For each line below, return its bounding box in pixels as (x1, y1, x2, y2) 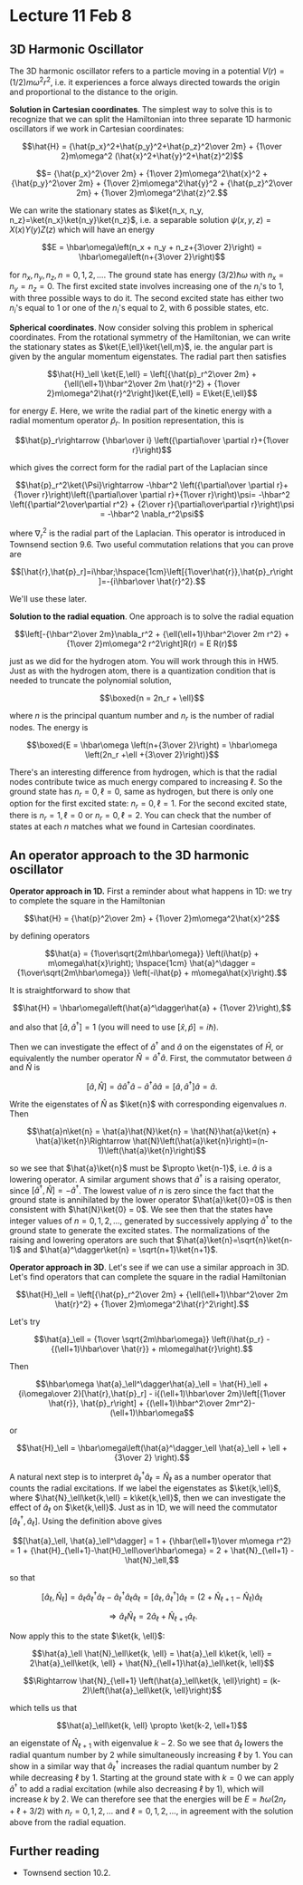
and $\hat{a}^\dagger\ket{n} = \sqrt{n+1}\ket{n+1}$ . (23, 1243, 219, 1255)
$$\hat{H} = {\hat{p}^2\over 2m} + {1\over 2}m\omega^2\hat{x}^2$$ (24, 913, 280, 924)
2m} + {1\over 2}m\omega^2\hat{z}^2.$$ (76, 187, 228, 198)
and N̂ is (9, 1062, 41, 1073)
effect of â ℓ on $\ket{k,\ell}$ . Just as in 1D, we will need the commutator (9, 1502, 278, 1515)
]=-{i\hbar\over (98, 576, 156, 587)
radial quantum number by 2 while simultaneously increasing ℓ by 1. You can (9, 1749, 294, 1760)
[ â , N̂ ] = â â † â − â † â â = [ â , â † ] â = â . (86, 1079, 218, 1092)
